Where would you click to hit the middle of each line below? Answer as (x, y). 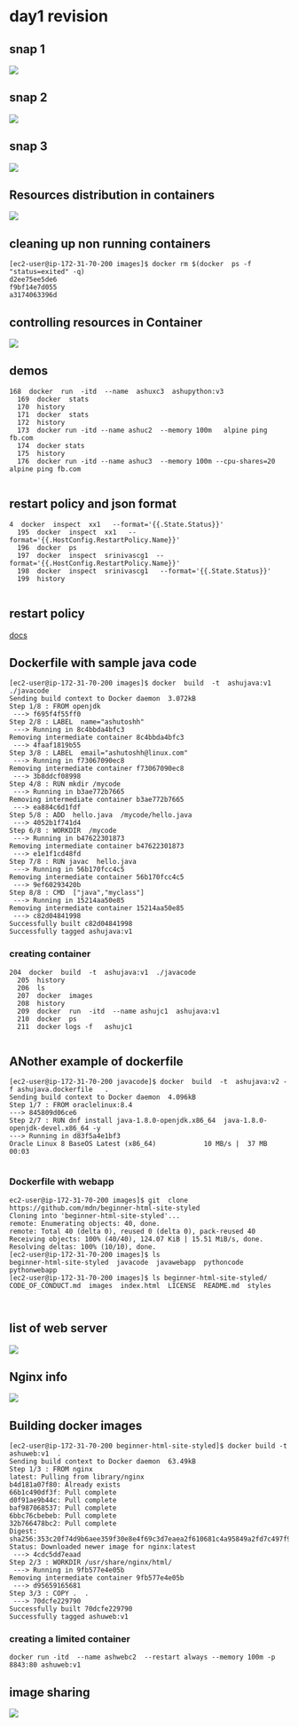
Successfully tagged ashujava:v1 (71, 932)
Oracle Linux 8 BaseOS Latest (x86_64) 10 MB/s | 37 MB (138, 1144)
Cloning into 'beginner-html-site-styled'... (94, 1216)
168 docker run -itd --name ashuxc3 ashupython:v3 (117, 391)
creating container (50, 954)
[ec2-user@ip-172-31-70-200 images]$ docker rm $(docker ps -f (130, 264)
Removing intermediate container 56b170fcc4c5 (97, 877)
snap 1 (27, 49)
